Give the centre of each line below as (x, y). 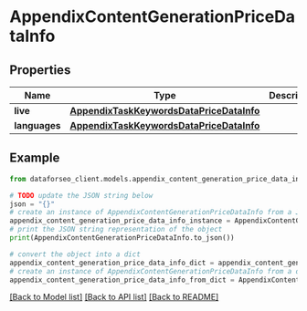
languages (37, 125)
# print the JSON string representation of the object (116, 230)
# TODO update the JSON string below (81, 195)
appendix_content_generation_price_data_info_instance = (120, 221)
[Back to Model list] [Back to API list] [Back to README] (114, 297)
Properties (40, 70)
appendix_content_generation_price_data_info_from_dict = (122, 280)
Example (35, 158)
